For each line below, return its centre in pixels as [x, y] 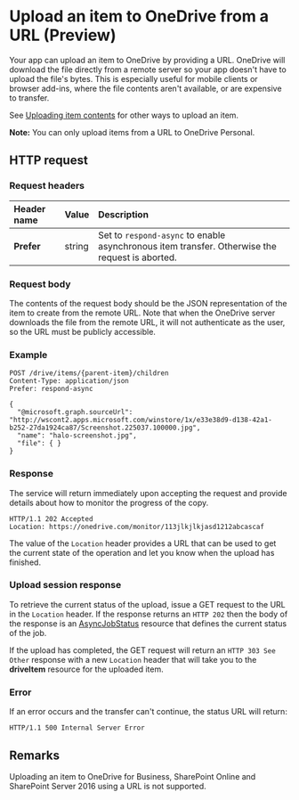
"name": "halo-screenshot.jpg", [77, 436]
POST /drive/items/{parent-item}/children [89, 373]
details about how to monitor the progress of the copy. [109, 502]
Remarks [35, 755]
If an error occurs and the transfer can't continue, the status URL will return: [148, 712]
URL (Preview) [63, 35]
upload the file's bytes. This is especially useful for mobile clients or [133, 78]
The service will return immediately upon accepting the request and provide [148, 493]
